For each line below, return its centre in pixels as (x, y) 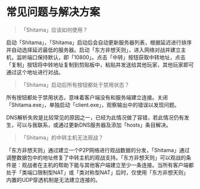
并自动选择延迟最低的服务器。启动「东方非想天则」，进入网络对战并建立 (93, 50)
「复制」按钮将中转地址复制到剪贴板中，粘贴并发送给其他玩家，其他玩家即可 (100, 64)
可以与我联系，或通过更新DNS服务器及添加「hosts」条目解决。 (94, 125)
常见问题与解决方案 (53, 12)
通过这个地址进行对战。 (35, 72)
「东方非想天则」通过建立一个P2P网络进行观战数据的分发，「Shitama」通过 (98, 150)
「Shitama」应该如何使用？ (54, 30)
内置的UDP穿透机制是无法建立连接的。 (54, 179)
